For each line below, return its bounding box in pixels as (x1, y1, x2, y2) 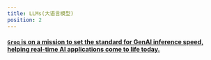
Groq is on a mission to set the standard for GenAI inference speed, (7, 38, 204, 46)
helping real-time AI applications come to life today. (7, 46, 160, 54)
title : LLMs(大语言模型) (7, 10, 75, 17)
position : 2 (7, 17, 42, 23)
